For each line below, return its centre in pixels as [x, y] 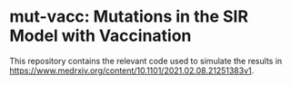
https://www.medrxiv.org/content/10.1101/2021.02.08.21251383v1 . [132, 71]
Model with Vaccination [100, 36]
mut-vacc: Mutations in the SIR [129, 17]
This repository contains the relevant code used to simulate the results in [146, 61]
